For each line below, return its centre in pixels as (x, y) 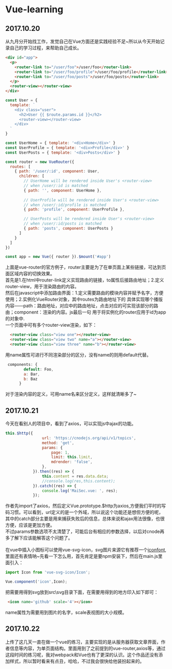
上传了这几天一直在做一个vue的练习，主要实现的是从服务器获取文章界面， (83, 642)
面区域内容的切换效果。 (30, 274)
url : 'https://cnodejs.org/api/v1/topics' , (89, 438)
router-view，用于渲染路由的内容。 (42, 287)
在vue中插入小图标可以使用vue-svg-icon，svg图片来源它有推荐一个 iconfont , (86, 550)
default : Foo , (39, 369)
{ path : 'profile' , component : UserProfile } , (74, 210)
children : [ (31, 176)
